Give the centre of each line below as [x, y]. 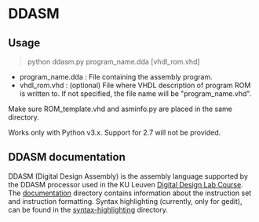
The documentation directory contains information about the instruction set [130, 193]
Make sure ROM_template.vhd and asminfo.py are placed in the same [120, 109]
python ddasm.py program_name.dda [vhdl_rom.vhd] [113, 61]
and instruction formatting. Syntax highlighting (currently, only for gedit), [125, 201]
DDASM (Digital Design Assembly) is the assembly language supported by [128, 176]
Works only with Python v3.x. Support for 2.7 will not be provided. [115, 132]
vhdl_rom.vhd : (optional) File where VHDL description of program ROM [135, 85]
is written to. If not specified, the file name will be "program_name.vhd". [135, 94]
